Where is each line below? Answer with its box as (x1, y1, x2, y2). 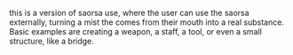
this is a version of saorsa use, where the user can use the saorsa (9, 8, 250, 18)
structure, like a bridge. (9, 35, 95, 46)
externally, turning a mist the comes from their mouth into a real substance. (9, 17, 284, 27)
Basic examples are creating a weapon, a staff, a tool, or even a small (9, 27, 262, 36)
